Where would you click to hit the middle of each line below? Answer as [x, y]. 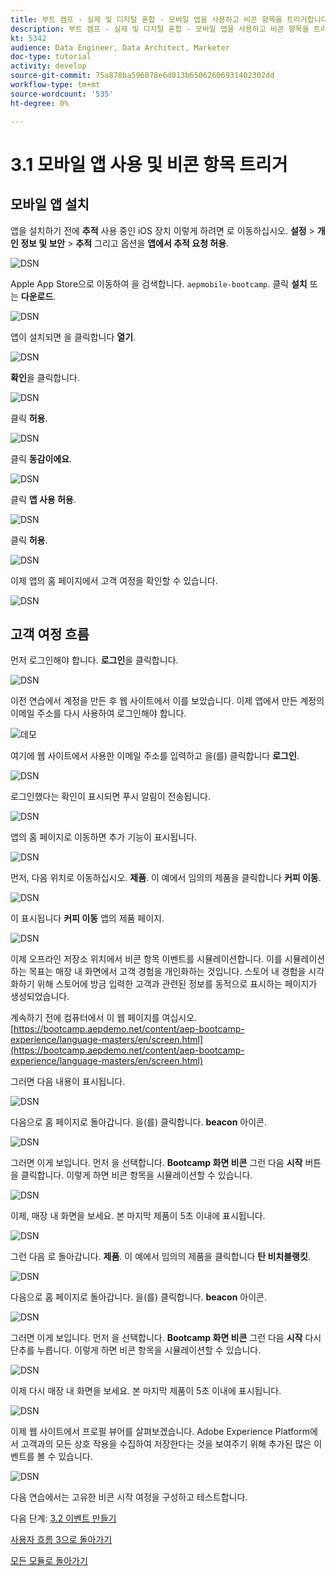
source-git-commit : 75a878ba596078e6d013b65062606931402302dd [142, 76]
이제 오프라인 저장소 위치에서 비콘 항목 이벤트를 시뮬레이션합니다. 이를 [146, 959]
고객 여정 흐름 [50, 634]
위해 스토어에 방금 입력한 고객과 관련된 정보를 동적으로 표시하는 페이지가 [177, 984]
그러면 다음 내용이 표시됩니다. [68, 1082]
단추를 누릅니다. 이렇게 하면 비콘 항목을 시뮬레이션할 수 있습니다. [136, 1350]
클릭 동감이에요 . [41, 458]
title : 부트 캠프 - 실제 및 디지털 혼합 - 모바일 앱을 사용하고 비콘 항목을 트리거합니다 [169, 19]
